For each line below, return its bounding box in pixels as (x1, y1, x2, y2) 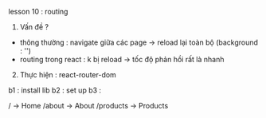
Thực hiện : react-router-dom (19, 70, 117, 79)
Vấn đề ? (19, 22, 49, 31)
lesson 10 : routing (8, 7, 68, 16)
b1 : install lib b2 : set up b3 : (8, 85, 102, 95)
